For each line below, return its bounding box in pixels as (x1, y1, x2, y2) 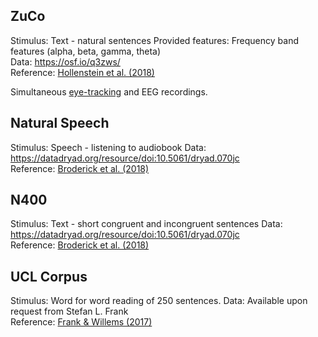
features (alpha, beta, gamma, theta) (10, 45, 162, 57)
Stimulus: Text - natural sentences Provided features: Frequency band (10, 34, 300, 46)
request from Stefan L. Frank (10, 305, 129, 318)
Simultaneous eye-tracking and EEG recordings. (10, 85, 208, 98)
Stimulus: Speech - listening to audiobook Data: (10, 141, 207, 153)
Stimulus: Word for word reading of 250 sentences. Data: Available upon (10, 295, 308, 307)
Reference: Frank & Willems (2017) (10, 316, 153, 328)
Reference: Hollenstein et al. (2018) (10, 66, 155, 78)
